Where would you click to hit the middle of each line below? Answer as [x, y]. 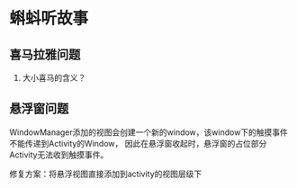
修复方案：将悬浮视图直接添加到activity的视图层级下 [106, 174]
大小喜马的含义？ [54, 78]
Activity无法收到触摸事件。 [59, 155]
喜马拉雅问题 [45, 54]
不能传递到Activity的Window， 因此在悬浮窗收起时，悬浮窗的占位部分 [138, 143]
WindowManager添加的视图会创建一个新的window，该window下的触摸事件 [148, 132]
